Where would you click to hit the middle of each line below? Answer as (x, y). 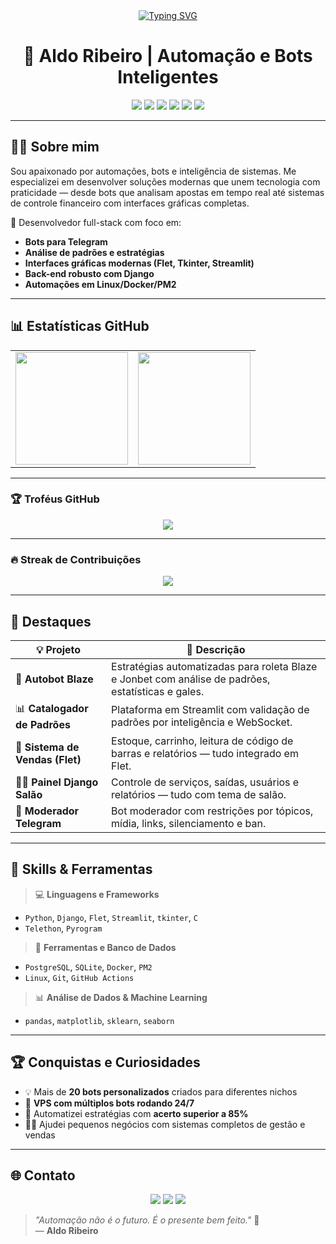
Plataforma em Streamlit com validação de (210, 710)
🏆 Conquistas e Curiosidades (105, 1062)
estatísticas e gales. (158, 691)
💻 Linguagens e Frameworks (97, 894)
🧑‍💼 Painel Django (57, 782)
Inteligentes (168, 77)
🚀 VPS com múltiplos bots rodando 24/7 (109, 1103)
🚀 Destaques (51, 621)
